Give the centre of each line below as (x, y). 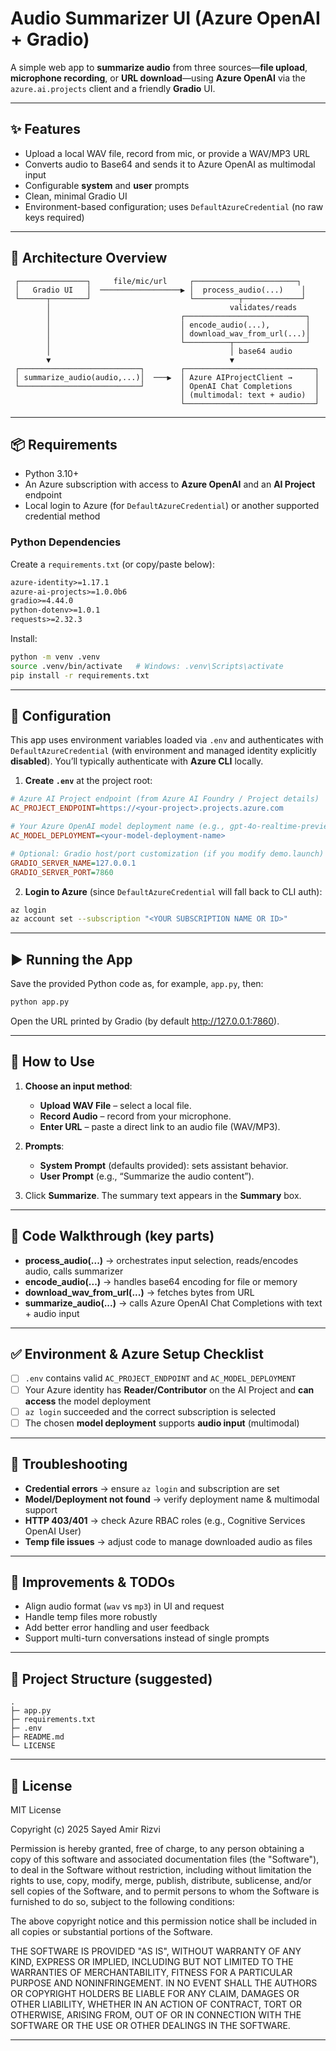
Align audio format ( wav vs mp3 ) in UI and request (124, 1606)
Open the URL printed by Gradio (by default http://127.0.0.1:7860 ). (145, 1021)
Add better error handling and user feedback (117, 1628)
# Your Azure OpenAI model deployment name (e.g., (118, 827)
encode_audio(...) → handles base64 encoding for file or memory (161, 1281)
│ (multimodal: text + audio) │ (250, 395)
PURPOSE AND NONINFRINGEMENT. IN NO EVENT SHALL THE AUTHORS (164, 1983)
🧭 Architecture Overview (89, 258)
